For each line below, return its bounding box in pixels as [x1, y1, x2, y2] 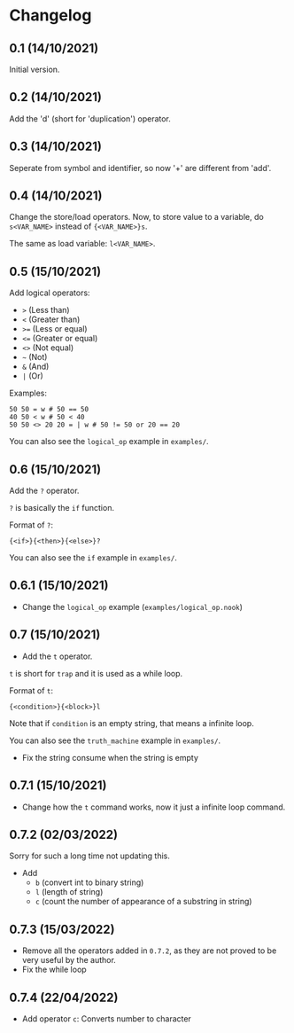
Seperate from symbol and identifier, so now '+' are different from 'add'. [9, 162, 272, 173]
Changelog [9, 5, 92, 26]
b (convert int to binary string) [35, 877, 144, 888]
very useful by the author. [21, 955, 117, 966]
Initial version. [9, 64, 60, 74]
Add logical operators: [9, 287, 90, 298]
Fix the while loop [21, 964, 87, 975]
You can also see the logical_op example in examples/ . [9, 436, 210, 447]
